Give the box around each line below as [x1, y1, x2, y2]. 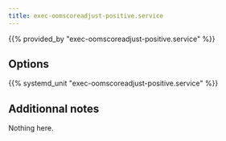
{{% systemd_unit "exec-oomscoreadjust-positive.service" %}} [8, 78, 219, 89]
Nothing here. [8, 123, 54, 133]
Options [8, 57, 50, 71]
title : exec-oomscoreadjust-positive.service [8, 11, 163, 20]
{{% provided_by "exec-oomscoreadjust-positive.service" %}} [8, 34, 216, 44]
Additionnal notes [8, 102, 100, 115]
